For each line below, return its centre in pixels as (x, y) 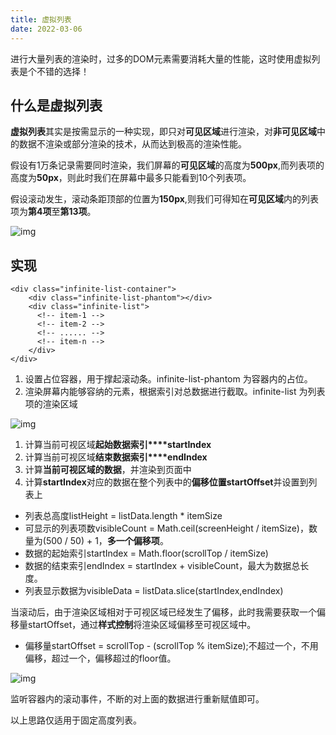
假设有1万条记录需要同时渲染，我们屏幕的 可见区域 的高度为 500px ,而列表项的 (167, 165)
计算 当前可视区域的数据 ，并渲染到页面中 (108, 470)
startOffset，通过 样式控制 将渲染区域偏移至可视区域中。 (142, 625)
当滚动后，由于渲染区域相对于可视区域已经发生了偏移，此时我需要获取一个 (163, 612)
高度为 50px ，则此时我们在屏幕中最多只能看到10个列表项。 (131, 178)
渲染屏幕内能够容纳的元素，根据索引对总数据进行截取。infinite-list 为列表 (175, 392)
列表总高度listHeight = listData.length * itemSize (123, 516)
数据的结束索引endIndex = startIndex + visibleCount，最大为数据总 (162, 566)
